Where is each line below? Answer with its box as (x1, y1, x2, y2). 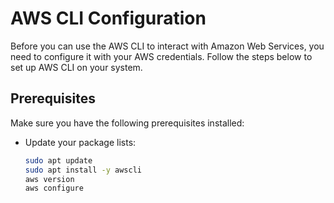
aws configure (24, 183, 84, 194)
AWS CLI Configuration (10, 7, 207, 30)
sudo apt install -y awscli (24, 165, 142, 175)
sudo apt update (24, 155, 93, 166)
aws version (24, 174, 75, 184)
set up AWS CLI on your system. (10, 61, 143, 73)
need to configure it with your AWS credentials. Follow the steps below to (10, 50, 313, 62)
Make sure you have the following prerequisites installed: (10, 117, 245, 129)
